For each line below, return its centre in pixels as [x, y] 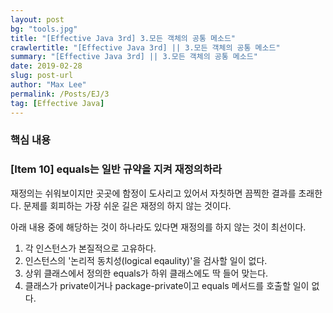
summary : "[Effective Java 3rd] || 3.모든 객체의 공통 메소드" [134, 57]
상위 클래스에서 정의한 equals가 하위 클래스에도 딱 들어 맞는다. [146, 273]
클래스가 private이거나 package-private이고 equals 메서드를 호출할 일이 [167, 285]
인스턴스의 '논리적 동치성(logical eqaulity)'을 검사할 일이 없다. [146, 260]
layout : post [37, 19]
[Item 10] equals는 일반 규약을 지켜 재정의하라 [116, 169]
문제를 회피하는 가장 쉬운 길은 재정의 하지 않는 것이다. [127, 205]
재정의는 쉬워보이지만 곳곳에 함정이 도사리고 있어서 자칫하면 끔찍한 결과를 [153, 193]
